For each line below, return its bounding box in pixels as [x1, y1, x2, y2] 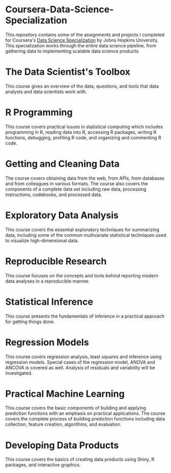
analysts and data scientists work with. [5, 89, 87, 95]
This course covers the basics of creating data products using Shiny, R [5, 457, 155, 463]
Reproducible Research [5, 255, 107, 267]
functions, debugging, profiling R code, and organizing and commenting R [5, 134, 161, 141]
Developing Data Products [5, 439, 119, 451]
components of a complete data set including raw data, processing [5, 186, 147, 192]
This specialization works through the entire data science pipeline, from [5, 42, 157, 48]
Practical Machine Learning [5, 388, 125, 399]
